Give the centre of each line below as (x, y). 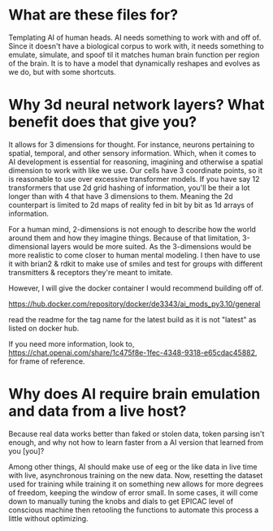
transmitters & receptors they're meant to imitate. (91, 272)
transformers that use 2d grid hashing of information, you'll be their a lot (129, 188)
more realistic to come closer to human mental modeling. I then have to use (134, 255)
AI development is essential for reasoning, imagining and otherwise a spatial (136, 162)
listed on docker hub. (44, 328)
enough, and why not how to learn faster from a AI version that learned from (136, 442)
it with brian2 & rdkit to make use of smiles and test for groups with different (136, 263)
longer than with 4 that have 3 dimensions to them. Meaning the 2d (121, 196)
